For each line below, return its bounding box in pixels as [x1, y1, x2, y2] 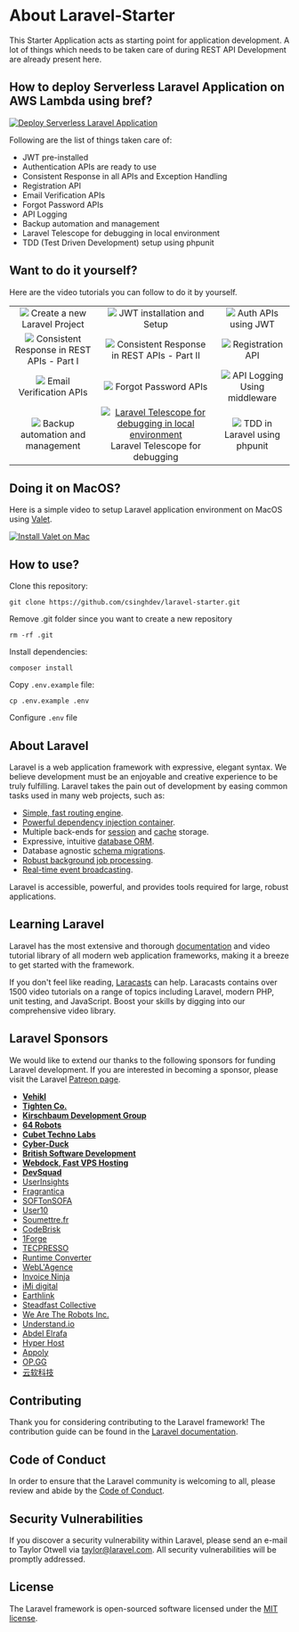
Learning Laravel [9, 917, 105, 932]
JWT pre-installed [21, 152, 89, 162]
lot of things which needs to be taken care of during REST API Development [9, 44, 287, 54]
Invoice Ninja [21, 1271, 70, 1282]
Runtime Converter [21, 1252, 92, 1263]
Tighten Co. [21, 1100, 68, 1111]
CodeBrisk [21, 1224, 61, 1234]
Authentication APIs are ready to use [21, 161, 158, 172]
